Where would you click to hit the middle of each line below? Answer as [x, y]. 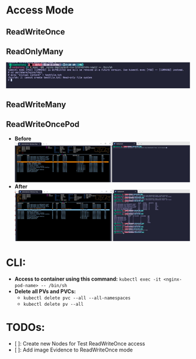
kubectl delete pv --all [53, 305]
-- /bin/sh [54, 286]
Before [23, 139]
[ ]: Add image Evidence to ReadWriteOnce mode [73, 350]
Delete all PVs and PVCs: [45, 291]
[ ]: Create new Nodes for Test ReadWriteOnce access [80, 344]
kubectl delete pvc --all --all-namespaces [77, 298]
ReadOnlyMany [35, 51]
